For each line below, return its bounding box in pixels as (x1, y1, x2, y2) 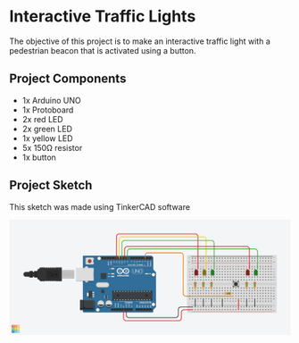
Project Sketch (9, 178, 93, 193)
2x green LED (21, 123, 73, 134)
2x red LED (21, 113, 64, 124)
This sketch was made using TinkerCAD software (9, 201, 190, 212)
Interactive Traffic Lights (9, 6, 196, 27)
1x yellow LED (21, 132, 73, 144)
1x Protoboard (21, 105, 74, 115)
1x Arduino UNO (21, 95, 82, 105)
